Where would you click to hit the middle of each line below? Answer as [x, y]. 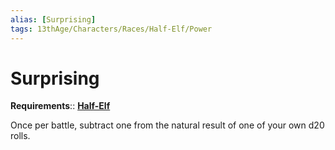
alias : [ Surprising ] [53, 19]
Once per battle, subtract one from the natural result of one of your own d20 [167, 125]
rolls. [20, 136]
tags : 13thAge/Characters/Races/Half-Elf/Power [111, 29]
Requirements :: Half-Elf [60, 106]
